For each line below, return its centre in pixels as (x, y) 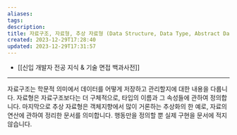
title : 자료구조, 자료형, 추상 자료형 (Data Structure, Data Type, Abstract (114, 33)
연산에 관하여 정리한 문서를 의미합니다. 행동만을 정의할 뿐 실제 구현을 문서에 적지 (117, 115)
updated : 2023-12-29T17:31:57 (52, 46)
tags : (15, 20)
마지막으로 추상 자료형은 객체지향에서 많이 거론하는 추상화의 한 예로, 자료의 (125, 107)
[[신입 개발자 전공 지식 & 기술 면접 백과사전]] (78, 67)
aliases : (20, 14)
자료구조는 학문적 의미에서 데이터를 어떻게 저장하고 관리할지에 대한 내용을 (108, 89)
